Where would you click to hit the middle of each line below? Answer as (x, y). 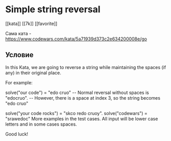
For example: (19, 82)
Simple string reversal (53, 9)
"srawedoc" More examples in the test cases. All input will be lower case (82, 119)
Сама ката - (18, 33)
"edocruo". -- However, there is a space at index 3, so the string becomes (83, 98)
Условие (19, 55)
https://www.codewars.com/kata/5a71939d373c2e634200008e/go (76, 39)
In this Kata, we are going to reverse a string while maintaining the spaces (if (86, 67)
